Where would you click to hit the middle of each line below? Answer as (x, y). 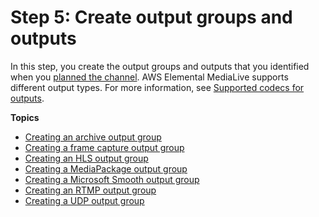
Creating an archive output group (93, 137)
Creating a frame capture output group (104, 147)
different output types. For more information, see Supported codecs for (157, 87)
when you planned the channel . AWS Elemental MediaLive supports (149, 77)
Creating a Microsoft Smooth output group (112, 179)
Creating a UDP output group (84, 200)
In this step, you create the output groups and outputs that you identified (160, 66)
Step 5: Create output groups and (151, 17)
